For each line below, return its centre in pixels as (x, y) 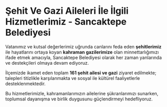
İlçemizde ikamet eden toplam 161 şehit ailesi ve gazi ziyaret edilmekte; (81, 73)
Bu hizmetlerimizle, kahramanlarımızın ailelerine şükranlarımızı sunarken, (82, 93)
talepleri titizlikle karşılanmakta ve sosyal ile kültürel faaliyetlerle (73, 78)
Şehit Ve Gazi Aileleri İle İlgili (67, 11)
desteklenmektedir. (26, 84)
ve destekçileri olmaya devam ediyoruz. (47, 63)
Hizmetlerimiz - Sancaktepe (66, 22)
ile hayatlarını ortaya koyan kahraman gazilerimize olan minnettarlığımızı (82, 52)
